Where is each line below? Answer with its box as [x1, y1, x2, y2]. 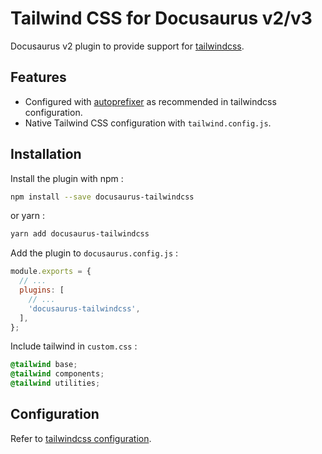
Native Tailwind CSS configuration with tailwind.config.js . [24, 117, 272, 129]
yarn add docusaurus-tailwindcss [10, 229, 150, 239]
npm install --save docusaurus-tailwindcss [10, 192, 195, 202]
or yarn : [10, 210, 45, 222]
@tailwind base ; [10, 360, 78, 370]
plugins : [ [19, 285, 65, 296]
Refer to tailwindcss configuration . [10, 432, 152, 444]
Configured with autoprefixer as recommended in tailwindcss [24, 95, 277, 107]
